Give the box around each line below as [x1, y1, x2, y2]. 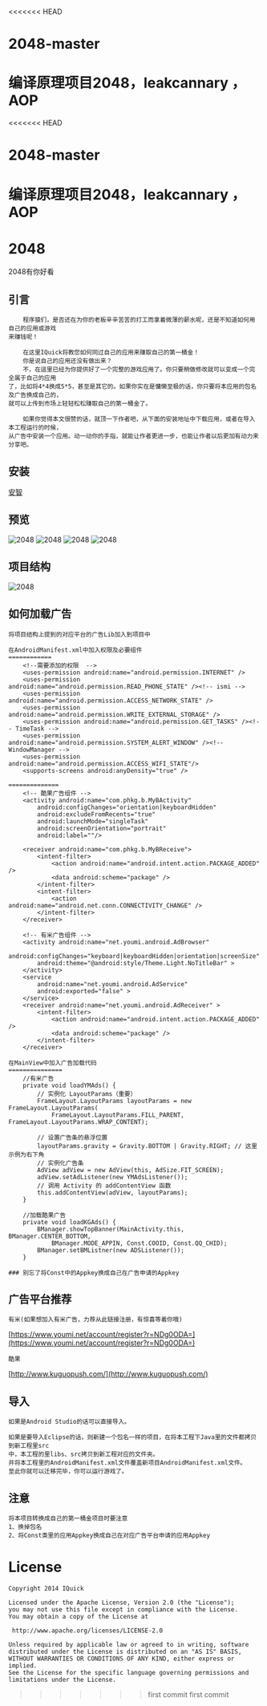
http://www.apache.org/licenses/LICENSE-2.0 [11, 1627, 163, 1635]
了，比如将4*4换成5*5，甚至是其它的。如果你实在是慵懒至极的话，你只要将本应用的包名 [8, 382, 257, 391]
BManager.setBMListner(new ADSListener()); [37, 1246, 184, 1254]
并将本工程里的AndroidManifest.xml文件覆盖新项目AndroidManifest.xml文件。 [8, 1459, 247, 1467]
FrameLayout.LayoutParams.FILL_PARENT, [51, 1110, 184, 1119]
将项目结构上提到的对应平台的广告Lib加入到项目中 [8, 630, 151, 638]
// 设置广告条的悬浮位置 [37, 1134, 108, 1142]
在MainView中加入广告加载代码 [8, 1058, 98, 1067]
